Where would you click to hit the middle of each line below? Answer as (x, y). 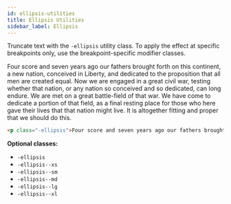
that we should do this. (40, 118)
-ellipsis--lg (37, 187)
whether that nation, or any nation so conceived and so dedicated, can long (114, 89)
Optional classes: (33, 144)
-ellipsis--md (37, 180)
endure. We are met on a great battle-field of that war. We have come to (109, 96)
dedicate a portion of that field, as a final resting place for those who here (111, 103)
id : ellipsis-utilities (41, 13)
